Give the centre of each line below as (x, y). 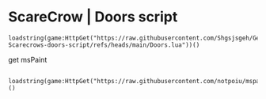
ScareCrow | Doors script (93, 17)
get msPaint (28, 59)
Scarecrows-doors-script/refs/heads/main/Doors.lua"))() (104, 45)
